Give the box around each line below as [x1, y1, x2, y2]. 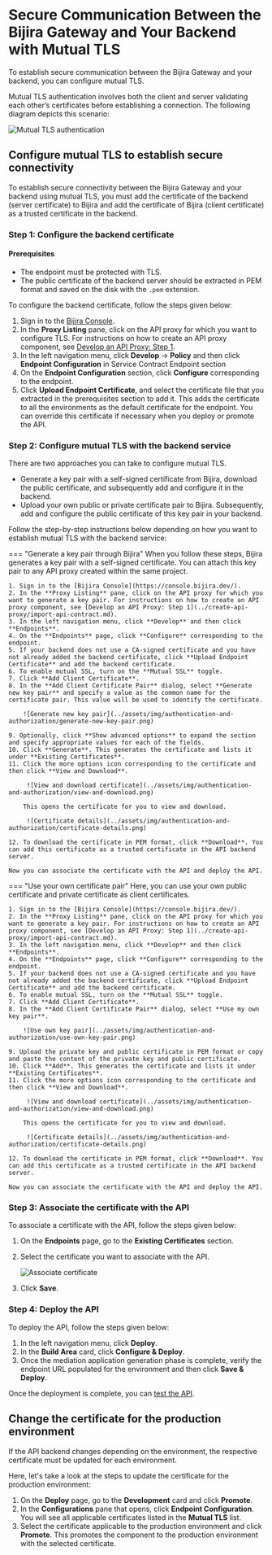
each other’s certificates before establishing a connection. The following [8, 100, 251, 110]
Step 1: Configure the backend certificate [8, 229, 175, 240]
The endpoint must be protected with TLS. [19, 267, 162, 277]
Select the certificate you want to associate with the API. [19, 1251, 209, 1262]
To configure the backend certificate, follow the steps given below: [8, 299, 233, 310]
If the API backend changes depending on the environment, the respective [8, 1446, 258, 1456]
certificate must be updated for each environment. [8, 1455, 177, 1465]
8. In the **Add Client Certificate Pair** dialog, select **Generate [8, 682, 253, 690]
